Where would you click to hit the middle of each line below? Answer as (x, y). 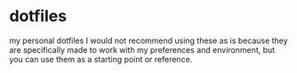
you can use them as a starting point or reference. (101, 59)
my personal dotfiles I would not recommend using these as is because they (148, 40)
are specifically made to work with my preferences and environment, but (142, 49)
